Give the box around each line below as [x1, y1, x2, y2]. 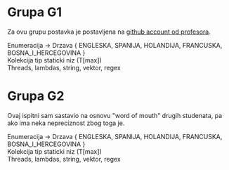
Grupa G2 [7, 89, 65, 104]
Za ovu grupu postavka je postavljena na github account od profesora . [7, 27, 211, 36]
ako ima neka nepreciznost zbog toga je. [7, 119, 125, 127]
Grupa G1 [7, 4, 62, 20]
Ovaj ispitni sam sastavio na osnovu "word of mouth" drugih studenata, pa [7, 111, 223, 119]
